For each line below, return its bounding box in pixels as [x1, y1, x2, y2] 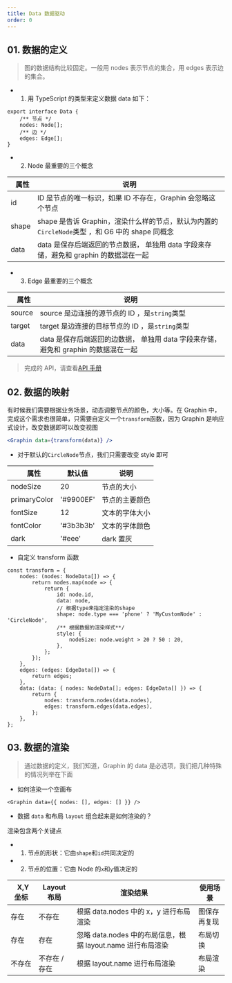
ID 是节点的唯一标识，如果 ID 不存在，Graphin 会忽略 [37, 193, 209, 203]
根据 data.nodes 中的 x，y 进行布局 [77, 906, 191, 916]
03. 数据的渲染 [7, 742, 70, 754]
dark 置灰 [101, 534, 133, 543]
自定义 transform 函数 [17, 553, 79, 562]
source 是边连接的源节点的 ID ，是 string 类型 [39, 308, 186, 318]
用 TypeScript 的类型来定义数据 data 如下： [27, 94, 151, 103]
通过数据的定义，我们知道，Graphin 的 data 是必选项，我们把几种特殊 [23, 761, 222, 769]
